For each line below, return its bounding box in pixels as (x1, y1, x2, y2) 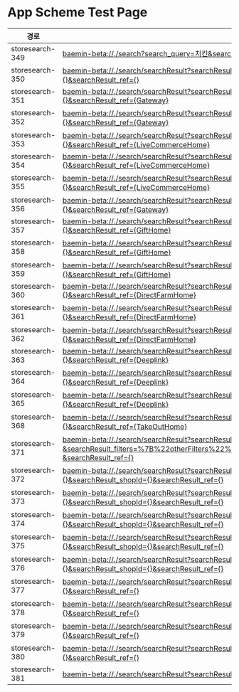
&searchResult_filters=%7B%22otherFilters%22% (62, 444, 232, 454)
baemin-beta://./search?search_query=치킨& (62, 48, 213, 58)
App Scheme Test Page (7, 4, 148, 21)
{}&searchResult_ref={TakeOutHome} (62, 421, 187, 431)
